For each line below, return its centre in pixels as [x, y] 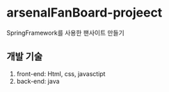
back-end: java [38, 81]
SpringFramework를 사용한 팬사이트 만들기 [65, 33]
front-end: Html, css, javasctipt [61, 73]
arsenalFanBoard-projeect [84, 13]
